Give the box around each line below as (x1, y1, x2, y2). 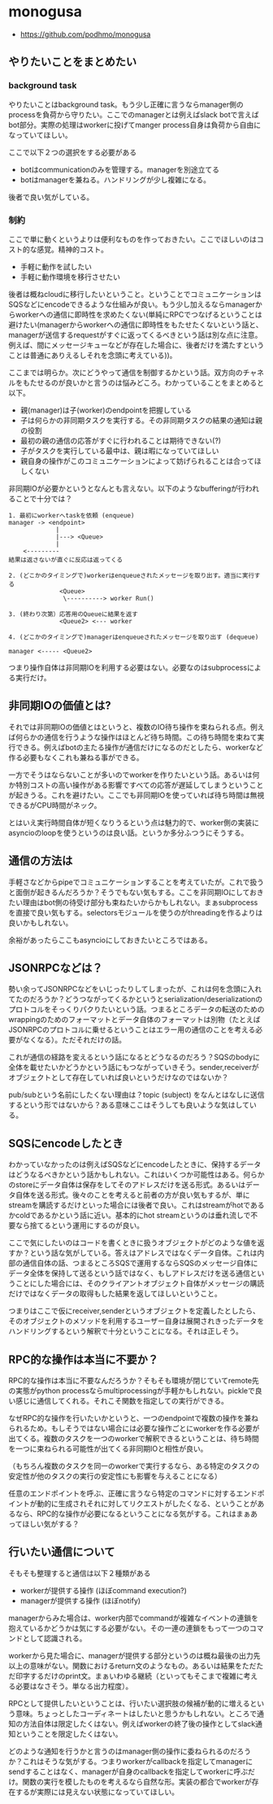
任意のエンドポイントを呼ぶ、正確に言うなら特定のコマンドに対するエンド (8, 1488, 258, 1498)
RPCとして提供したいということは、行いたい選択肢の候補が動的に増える (8, 1698, 250, 1708)
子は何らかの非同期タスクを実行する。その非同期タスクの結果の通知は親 (19, 415, 262, 425)
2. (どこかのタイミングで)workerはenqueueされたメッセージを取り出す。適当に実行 (8, 571, 254, 579)
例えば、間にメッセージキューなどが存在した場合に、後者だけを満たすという (8, 340, 265, 350)
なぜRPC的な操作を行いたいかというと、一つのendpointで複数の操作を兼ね (8, 1413, 258, 1422)
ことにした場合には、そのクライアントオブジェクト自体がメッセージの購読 (15, 1278, 265, 1288)
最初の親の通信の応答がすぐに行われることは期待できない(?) (19, 435, 222, 445)
